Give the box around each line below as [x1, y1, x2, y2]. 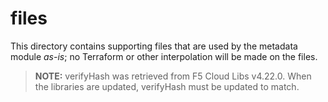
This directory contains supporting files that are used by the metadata [10, 40, 298, 52]
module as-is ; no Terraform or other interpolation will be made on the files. [10, 50, 318, 62]
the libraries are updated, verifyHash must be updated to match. [34, 80, 300, 92]
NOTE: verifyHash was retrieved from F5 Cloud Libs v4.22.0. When [34, 70, 312, 82]
